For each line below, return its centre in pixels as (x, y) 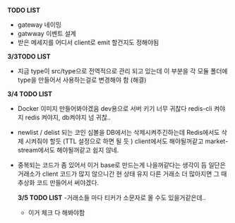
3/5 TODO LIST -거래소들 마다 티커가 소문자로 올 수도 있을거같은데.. (112, 198)
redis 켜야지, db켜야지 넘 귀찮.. (68, 117)
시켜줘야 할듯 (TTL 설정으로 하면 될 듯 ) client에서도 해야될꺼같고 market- (127, 141)
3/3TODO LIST (29, 56)
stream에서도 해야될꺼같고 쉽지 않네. (68, 150)
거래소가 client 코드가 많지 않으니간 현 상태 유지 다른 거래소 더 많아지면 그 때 (122, 174)
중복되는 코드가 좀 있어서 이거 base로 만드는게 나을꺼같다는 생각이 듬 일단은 (121, 165)
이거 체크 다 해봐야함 (56, 212)
